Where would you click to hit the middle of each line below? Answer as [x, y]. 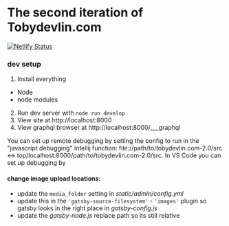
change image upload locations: [54, 178]
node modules [37, 100]
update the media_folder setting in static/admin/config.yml [100, 194]
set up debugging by [36, 163]
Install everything [42, 79]
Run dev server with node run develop [71, 113]
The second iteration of [75, 13]
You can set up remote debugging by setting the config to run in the [103, 141]
